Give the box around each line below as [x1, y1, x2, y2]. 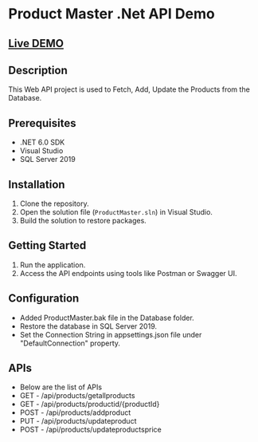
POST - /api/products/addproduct [19, 408, 131, 417]
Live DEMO [8, 37, 64, 50]
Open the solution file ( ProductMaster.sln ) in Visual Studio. [19, 207, 213, 217]
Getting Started [8, 239, 87, 252]
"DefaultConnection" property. [19, 338, 121, 348]
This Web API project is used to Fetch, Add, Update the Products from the [8, 85, 251, 94]
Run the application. [19, 260, 86, 270]
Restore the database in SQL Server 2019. [19, 321, 158, 331]
